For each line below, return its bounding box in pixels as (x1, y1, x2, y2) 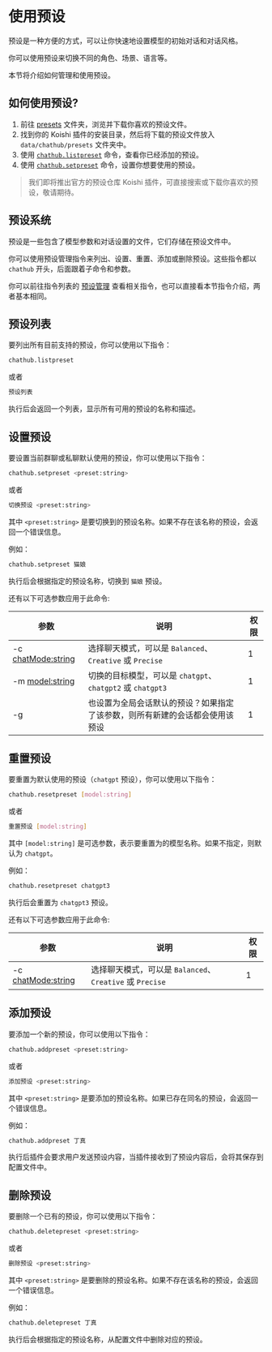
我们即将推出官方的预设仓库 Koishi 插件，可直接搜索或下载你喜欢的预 (28, 177, 259, 187)
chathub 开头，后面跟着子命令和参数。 (8, 264, 136, 273)
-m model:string (12, 675, 75, 686)
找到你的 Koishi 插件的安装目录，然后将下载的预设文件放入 (19, 129, 215, 139)
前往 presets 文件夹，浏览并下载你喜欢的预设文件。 (19, 119, 192, 129)
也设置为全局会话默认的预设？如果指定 (87, 697, 235, 708)
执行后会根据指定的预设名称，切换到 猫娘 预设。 (8, 576, 167, 586)
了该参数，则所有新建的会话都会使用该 (87, 709, 235, 720)
